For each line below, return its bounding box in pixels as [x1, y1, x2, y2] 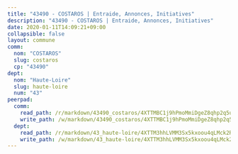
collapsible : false [7, 30, 65, 38]
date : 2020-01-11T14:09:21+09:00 [7, 23, 106, 31]
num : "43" [13, 89, 42, 97]
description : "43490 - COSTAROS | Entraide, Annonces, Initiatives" [7, 17, 214, 24]
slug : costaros [13, 57, 59, 64]
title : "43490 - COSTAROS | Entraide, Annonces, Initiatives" [7, 10, 195, 18]
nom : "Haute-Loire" [13, 76, 72, 84]
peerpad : [7, 97, 33, 104]
